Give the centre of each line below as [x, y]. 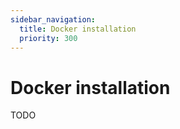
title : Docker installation [78, 29]
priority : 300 [48, 38]
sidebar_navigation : [53, 19]
